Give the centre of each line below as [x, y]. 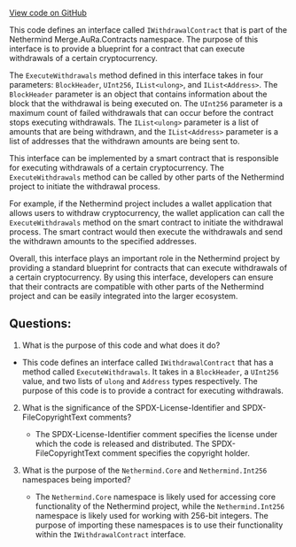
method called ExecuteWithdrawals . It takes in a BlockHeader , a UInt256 [150, 372]
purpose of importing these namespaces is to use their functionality [159, 525]
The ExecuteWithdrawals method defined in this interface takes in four [136, 75]
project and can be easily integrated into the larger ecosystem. [124, 296]
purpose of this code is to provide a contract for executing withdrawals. [152, 390]
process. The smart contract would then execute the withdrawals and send [146, 232]
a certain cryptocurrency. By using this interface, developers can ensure [141, 277]
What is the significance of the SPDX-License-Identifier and [131, 407]
